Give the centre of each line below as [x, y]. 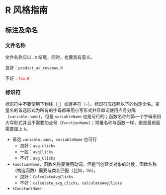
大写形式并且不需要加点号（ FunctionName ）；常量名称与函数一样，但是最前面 [83, 123]
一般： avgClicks [37, 152]
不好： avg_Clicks [38, 158]
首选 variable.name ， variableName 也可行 [54, 139]
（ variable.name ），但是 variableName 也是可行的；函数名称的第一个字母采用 [83, 117]
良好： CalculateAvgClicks [46, 177]
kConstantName [27, 189]
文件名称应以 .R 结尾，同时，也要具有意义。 [50, 57]
